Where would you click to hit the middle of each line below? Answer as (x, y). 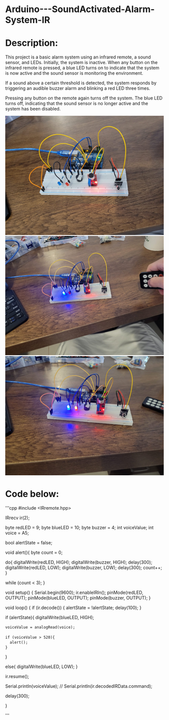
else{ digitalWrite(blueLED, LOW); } (41, 667)
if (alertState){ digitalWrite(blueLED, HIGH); (50, 618)
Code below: (32, 494)
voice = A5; (17, 533)
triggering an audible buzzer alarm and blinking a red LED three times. (78, 88)
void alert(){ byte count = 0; (34, 552)
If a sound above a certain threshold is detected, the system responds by (81, 83)
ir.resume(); (17, 677)
